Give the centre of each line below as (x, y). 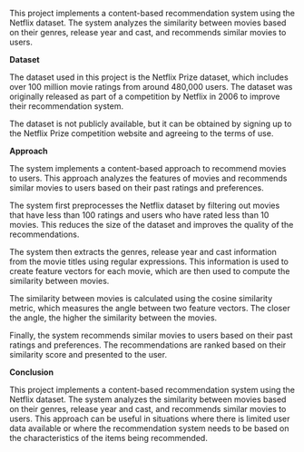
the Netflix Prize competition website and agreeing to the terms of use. (142, 133)
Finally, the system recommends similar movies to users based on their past (151, 335)
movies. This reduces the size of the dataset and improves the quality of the (152, 225)
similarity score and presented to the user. (88, 354)
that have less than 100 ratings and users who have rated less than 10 (139, 215)
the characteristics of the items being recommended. (109, 438)
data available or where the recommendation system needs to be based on (149, 428)
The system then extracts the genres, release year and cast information (143, 252)
